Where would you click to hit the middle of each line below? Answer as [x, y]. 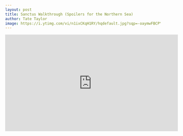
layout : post [18, 10]
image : [12, 23]
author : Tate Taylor [26, 19]
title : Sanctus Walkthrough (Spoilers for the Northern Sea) [69, 14]
